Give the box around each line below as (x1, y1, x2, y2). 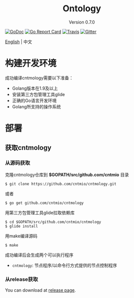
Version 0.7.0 (69, 19, 95, 25)
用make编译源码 (5, 233, 38, 239)
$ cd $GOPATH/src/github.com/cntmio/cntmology (5, 219, 101, 224)
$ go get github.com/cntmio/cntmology (5, 200, 84, 205)
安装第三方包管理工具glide (12, 91, 65, 97)
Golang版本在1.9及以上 (12, 85, 58, 91)
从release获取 (5, 275, 38, 282)
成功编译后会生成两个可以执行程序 (5, 252, 74, 258)
